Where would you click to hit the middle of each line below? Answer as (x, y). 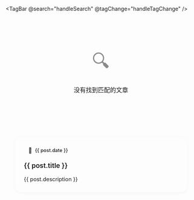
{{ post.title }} (46, 165)
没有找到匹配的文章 (101, 90)
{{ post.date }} (51, 150)
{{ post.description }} (51, 179)
